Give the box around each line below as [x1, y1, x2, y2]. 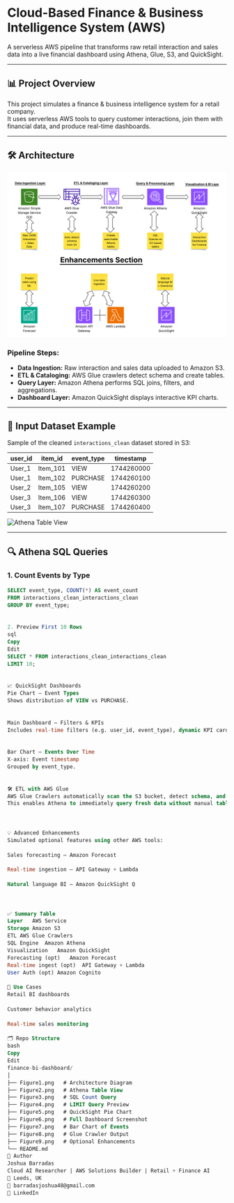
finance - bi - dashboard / [7, 1064, 73, 1071]
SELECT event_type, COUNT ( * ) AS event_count [7, 587, 139, 594]
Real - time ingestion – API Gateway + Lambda [7, 866, 139, 874]
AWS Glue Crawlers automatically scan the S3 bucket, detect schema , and [7, 793, 226, 800]
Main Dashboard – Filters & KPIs [7, 719, 104, 726]
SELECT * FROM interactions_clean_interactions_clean [7, 653, 167, 660]
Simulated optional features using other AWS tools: [7, 837, 164, 844]
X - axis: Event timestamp [7, 756, 79, 763]
